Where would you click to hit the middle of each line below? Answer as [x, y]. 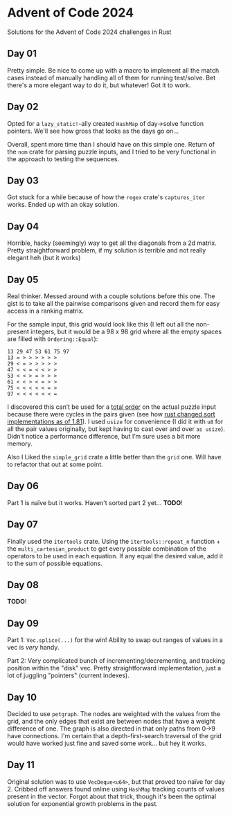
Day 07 [23, 525]
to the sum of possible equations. [55, 563]
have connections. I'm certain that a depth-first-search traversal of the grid [114, 736]
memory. [20, 443]
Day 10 [22, 697]
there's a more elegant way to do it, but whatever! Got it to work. [99, 85]
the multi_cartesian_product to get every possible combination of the [107, 549]
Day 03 [23, 180]
